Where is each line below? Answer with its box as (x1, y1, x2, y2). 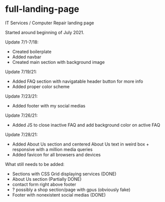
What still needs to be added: (5, 161, 65, 167)
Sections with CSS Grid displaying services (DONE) (12, 171, 117, 177)
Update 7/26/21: (5, 112, 38, 118)
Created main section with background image (12, 59, 105, 65)
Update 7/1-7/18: (5, 39, 39, 45)
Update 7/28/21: (5, 131, 38, 137)
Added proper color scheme (12, 83, 70, 90)
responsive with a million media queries (12, 146, 93, 152)
